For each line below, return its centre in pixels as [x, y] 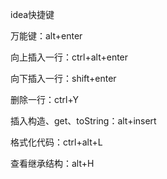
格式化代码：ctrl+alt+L [56, 142]
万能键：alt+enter [46, 36]
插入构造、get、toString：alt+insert [83, 121]
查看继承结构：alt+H [52, 163]
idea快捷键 [32, 14]
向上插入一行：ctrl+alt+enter [69, 57]
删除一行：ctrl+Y [45, 99]
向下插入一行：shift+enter [63, 78]
